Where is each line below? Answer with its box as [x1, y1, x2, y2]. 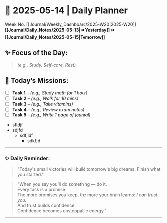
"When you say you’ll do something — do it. [17, 181, 107, 187]
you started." [17, 172, 44, 178]
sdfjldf [19, 132, 33, 138]
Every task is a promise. [17, 187, 67, 193]
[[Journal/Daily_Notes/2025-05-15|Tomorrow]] [5, 34, 105, 40]
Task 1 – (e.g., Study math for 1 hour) [12, 90, 88, 96]
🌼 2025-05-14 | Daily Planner [5, 5, 128, 16]
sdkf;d [27, 137, 41, 144]
